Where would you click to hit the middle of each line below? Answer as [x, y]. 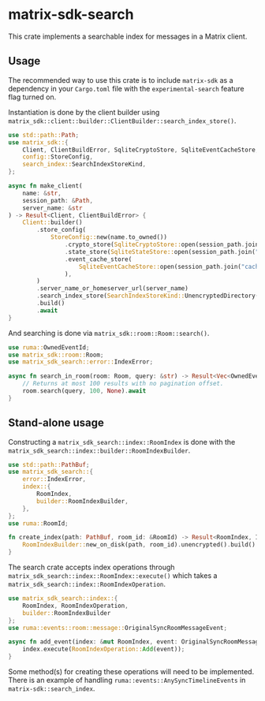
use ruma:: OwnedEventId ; [49, 347]
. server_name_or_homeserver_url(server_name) [113, 289]
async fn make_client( [45, 186]
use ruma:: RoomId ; [38, 523]
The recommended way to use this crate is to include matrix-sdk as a [121, 80]
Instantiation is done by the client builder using [84, 112]
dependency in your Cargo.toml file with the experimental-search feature [126, 88]
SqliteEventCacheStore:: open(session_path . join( [160, 267]
